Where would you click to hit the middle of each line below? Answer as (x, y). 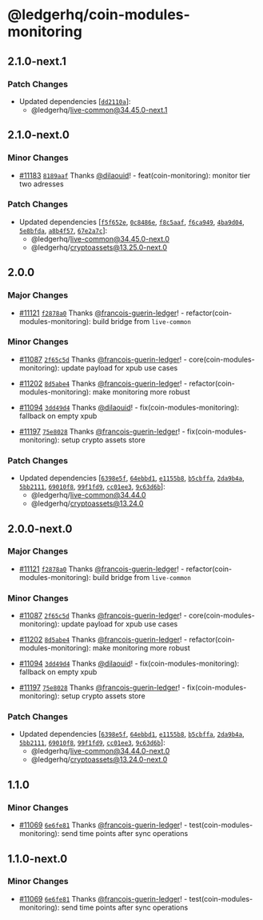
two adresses (42, 184)
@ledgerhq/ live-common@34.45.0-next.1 (99, 110)
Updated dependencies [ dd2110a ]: (75, 101)
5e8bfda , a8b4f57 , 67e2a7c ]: (63, 230)
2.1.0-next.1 (37, 61)
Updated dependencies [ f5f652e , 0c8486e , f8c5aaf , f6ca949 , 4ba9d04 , (131, 222)
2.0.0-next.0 (40, 528)
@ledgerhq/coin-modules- (99, 15)
